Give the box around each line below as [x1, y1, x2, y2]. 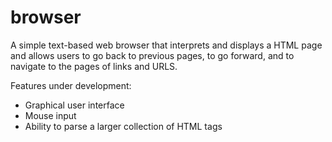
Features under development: [10, 79, 132, 91]
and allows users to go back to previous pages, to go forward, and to [10, 49, 295, 61]
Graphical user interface [24, 99, 125, 111]
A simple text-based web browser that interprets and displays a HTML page [10, 39, 323, 51]
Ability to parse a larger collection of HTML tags [24, 120, 223, 132]
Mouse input [24, 109, 77, 121]
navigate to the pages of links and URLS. [10, 60, 178, 72]
